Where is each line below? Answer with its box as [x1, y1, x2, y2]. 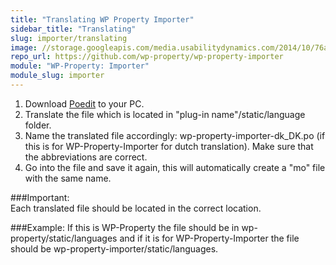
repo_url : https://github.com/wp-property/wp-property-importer [10, 52, 284, 62]
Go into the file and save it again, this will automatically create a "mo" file [24, 161, 326, 173]
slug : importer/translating [10, 33, 128, 43]
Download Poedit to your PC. [24, 97, 145, 110]
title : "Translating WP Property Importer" [10, 14, 195, 25]
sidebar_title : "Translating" [10, 24, 137, 34]
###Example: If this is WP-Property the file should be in [10, 221, 240, 233]
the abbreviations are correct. [24, 151, 148, 163]
